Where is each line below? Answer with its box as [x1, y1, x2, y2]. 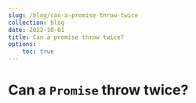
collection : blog [8, 19, 65, 27]
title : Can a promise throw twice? [8, 33, 125, 41]
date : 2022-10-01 [8, 26, 65, 34]
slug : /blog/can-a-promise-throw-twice [8, 11, 139, 20]
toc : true [22, 48, 55, 55]
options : [8, 41, 37, 48]
